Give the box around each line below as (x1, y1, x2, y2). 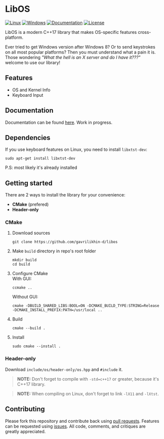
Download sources (12, 230, 50, 236)
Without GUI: (12, 294, 38, 300)
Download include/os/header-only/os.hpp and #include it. (5, 366, 123, 372)
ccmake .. (12, 285, 33, 290)
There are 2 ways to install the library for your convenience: (5, 192, 126, 198)
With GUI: (12, 276, 32, 282)
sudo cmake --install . (12, 344, 61, 349)
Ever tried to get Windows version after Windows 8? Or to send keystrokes (5, 44, 156, 50)
